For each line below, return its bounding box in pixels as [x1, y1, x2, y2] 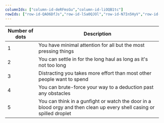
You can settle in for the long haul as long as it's [38, 56, 148, 62]
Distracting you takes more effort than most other [38, 69, 152, 76]
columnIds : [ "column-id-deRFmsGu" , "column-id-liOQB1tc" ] [5, 7, 123, 12]
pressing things [38, 47, 74, 54]
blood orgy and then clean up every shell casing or [38, 103, 155, 110]
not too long [38, 61, 66, 68]
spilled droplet [38, 110, 72, 117]
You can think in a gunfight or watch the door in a [38, 98, 151, 104]
